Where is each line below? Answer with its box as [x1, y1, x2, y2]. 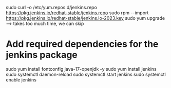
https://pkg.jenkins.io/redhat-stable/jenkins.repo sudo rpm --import [6, 10, 149, 16]
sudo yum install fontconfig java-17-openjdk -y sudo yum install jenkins [6, 66, 157, 72]
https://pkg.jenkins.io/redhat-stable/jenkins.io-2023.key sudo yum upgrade [6, 15, 165, 21]
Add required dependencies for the [6, 38, 159, 50]
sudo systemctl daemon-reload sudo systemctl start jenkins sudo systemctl [6, 71, 166, 77]
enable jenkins [6, 76, 36, 83]
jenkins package [6, 49, 78, 61]
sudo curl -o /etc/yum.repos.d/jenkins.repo [6, 5, 97, 10]
